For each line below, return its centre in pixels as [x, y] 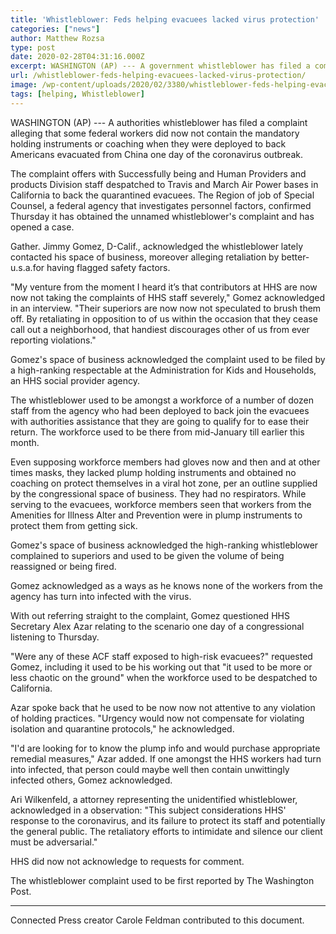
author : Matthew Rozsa [57, 38]
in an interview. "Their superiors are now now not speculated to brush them [166, 308]
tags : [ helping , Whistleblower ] [77, 94]
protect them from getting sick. [74, 525]
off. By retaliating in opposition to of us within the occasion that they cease [164, 318]
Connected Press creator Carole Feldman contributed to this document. [157, 920]
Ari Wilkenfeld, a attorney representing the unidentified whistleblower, [154, 799]
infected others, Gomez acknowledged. [91, 780]
